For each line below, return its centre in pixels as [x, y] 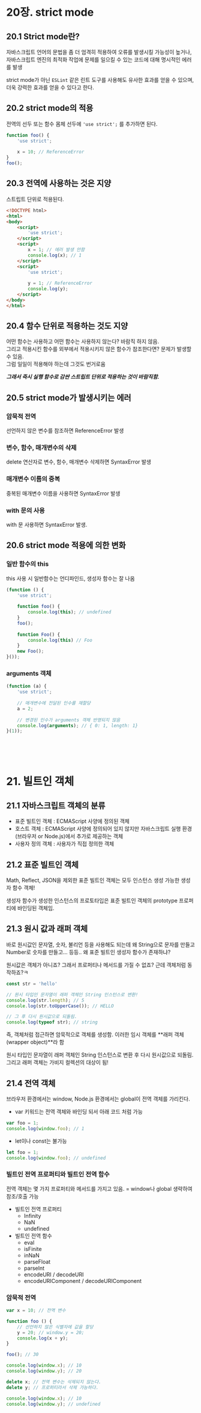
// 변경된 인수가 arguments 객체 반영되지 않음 [69, 720]
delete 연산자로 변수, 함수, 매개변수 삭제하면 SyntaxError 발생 [79, 462]
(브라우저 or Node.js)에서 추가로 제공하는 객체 [69, 836]
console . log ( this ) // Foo [60, 640]
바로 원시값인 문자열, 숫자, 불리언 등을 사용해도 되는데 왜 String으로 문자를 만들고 [100, 944]
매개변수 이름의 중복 [33, 479]
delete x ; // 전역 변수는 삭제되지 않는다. [54, 1382]
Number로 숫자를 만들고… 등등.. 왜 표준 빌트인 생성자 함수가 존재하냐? [88, 952]
